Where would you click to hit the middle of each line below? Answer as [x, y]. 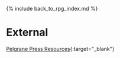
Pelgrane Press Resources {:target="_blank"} [60, 49]
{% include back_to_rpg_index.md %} [52, 9]
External [27, 33]
